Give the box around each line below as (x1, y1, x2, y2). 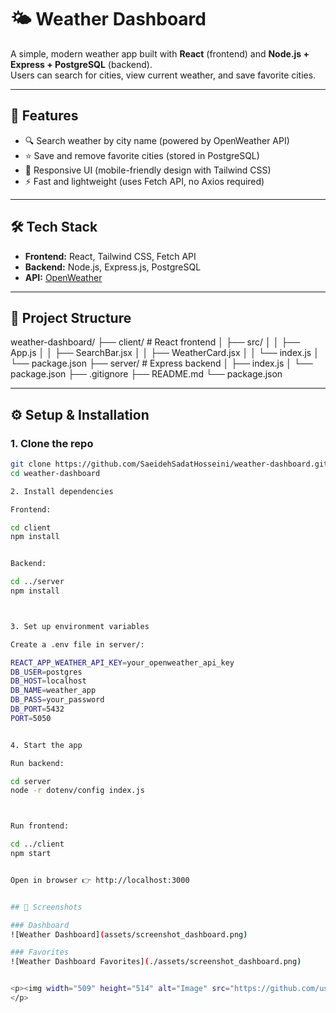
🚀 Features (10, 107, 79, 125)
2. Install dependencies (10, 486, 114, 496)
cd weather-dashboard (10, 468, 101, 478)
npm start (10, 849, 52, 859)
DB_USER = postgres (10, 667, 83, 677)
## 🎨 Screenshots (10, 902, 83, 912)
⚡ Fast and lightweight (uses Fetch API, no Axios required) (24, 175, 265, 187)
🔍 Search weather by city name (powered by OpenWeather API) (24, 134, 290, 146)
